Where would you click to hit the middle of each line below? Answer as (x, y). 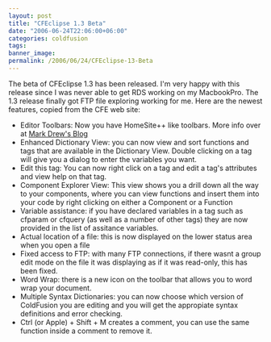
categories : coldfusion (48, 38)
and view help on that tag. (63, 176)
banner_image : (32, 53)
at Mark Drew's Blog (54, 133)
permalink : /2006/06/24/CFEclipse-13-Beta (81, 61)
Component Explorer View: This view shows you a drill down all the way (140, 185)
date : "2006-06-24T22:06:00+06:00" (68, 31)
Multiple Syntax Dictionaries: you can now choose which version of (131, 296)
